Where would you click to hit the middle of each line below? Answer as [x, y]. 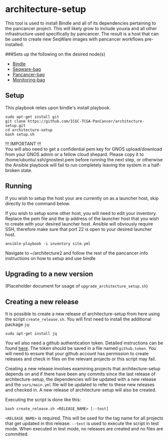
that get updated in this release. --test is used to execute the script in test [82, 423]
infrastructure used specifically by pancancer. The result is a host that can [82, 34]
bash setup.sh [20, 134]
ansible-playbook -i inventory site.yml [48, 244]
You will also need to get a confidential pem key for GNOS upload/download [83, 149]
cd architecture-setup [29, 130]
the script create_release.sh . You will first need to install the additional [78, 319]
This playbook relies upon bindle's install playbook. [58, 107]
